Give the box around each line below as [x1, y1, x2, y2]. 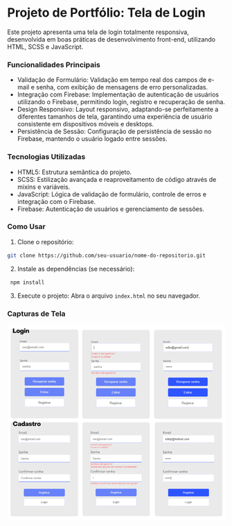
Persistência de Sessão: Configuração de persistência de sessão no [17, 127, 212, 136]
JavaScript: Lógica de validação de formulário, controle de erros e [17, 189, 206, 198]
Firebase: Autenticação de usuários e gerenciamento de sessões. [17, 205, 204, 213]
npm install [10, 279, 45, 286]
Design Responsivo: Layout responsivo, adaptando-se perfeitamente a [17, 105, 219, 114]
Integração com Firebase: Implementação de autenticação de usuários [17, 90, 220, 99]
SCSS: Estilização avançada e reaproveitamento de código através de [17, 175, 217, 183]
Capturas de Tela [7, 309, 66, 319]
